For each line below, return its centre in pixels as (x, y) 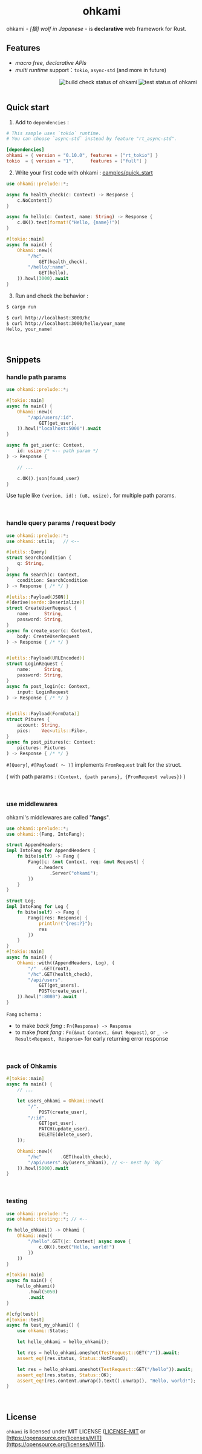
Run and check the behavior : (52, 296)
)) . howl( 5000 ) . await (43, 1168)
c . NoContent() (35, 200)
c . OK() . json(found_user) (48, 478)
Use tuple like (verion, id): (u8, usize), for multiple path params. (91, 496)
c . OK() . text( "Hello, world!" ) (77, 1247)
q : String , (31, 564)
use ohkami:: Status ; (43, 1331)
